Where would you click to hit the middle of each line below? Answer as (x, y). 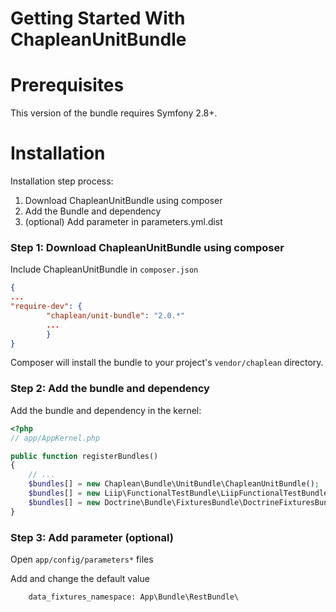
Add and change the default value (80, 578)
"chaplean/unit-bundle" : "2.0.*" (116, 315)
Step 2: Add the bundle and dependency (110, 389)
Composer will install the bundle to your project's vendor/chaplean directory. (167, 363)
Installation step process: (62, 181)
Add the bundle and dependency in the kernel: (106, 410)
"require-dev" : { (46, 307)
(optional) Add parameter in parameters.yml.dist (123, 222)
